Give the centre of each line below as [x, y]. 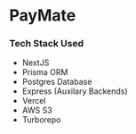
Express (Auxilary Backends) [75, 91]
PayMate [43, 16]
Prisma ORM [45, 72]
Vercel [34, 101]
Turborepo [41, 120]
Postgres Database [57, 82]
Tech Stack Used [47, 44]
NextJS [36, 63]
